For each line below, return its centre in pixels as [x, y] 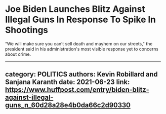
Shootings [27, 30]
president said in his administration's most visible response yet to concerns [82, 49]
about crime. [18, 54]
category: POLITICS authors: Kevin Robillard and [82, 74]
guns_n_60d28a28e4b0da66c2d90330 [68, 105]
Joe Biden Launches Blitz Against [75, 9]
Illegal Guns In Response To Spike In [81, 19]
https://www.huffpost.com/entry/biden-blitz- [77, 90]
